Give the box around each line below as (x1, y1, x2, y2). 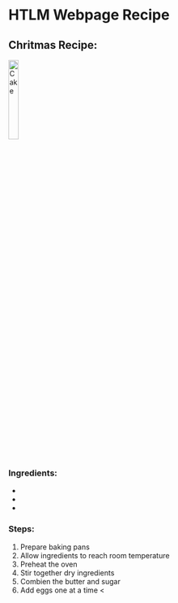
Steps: (8, 523, 35, 535)
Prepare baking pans (19, 542, 91, 552)
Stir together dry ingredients (19, 567, 115, 578)
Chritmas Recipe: (8, 38, 98, 52)
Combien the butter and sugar (19, 576, 121, 586)
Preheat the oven (19, 559, 78, 569)
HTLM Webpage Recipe (8, 6, 170, 24)
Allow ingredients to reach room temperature (19, 550, 170, 560)
